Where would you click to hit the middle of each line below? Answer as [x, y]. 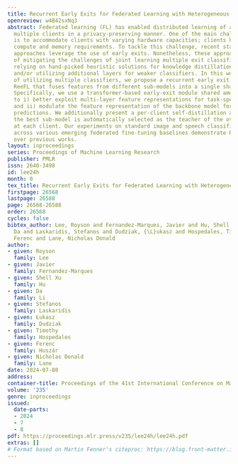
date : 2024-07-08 [33, 370]
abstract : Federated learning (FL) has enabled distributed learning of [117, 27]
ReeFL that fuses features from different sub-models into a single [117, 87]
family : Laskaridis [42, 311]
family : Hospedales [42, 337]
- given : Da [25, 291]
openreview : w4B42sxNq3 [42, 21]
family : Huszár [36, 350]
